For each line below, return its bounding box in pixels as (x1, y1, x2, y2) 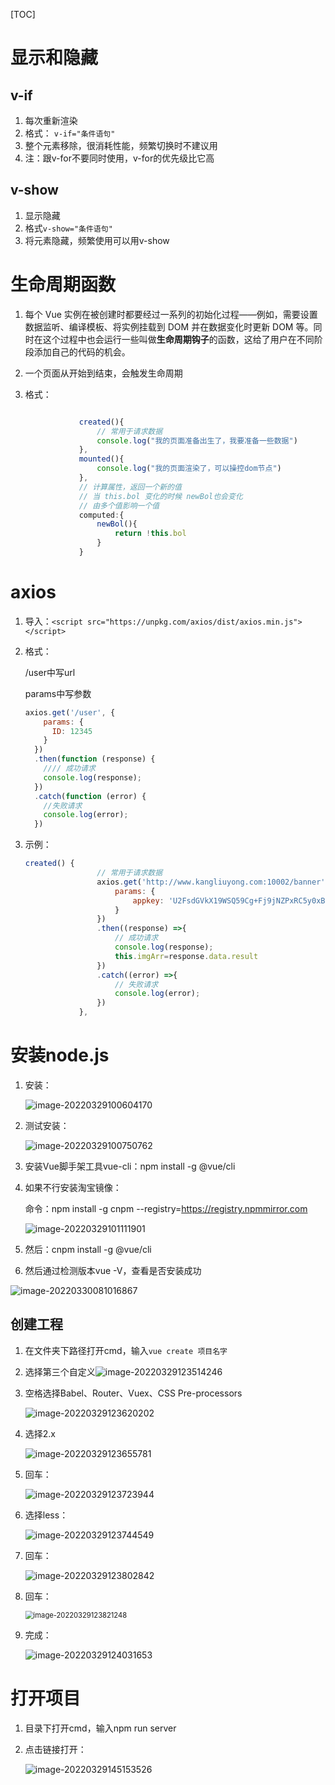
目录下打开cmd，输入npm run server (24, 1722, 177, 1734)
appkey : (132, 895, 165, 906)
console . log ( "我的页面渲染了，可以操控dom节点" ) (96, 464, 282, 474)
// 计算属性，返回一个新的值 (78, 482, 182, 492)
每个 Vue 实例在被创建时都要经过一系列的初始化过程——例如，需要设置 (24, 308, 318, 320)
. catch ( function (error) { (34, 791, 147, 801)
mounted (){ (78, 454, 125, 464)
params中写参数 (24, 687, 92, 699)
